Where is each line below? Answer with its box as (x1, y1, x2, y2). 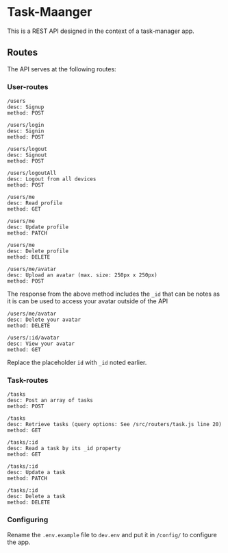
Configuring (7, 515, 49, 525)
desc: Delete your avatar (7, 316, 81, 323)
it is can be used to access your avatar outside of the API (7, 297, 168, 305)
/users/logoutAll (7, 169, 57, 177)
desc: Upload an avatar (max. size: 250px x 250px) (7, 272, 157, 279)
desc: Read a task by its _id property (7, 445, 121, 452)
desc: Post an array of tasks (7, 397, 94, 404)
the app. (7, 538, 31, 546)
